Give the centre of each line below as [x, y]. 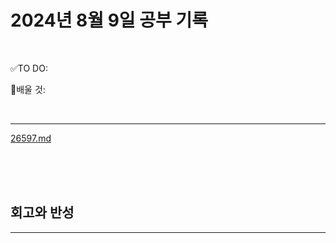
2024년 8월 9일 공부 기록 [109, 20]
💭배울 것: [28, 89]
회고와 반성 [42, 212]
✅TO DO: [29, 68]
